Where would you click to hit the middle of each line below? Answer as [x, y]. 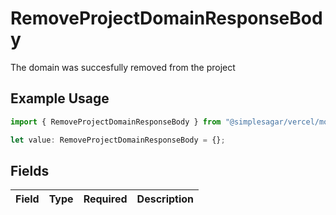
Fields [30, 170]
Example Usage [60, 98]
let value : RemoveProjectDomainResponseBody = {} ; [118, 140]
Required [105, 199]
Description [165, 199]
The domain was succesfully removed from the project [123, 67]
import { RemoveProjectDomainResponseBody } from [116, 122]
